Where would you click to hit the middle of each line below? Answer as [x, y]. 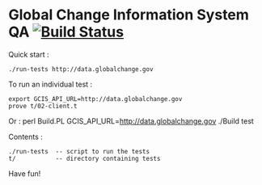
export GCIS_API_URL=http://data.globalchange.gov [95, 99]
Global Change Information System [129, 15]
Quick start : [29, 54]
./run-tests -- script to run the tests [79, 151]
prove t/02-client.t [43, 106]
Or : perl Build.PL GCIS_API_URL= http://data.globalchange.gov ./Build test [131, 121]
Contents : [25, 137]
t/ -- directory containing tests [85, 158]
